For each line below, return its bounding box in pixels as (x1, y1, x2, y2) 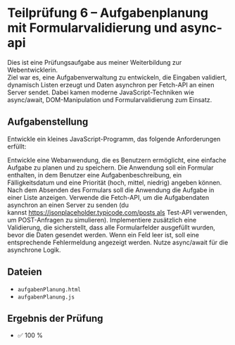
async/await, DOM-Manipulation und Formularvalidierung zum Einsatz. (7, 95, 212, 103)
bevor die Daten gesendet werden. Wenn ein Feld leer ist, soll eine (7, 230, 199, 239)
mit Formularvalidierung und (7, 20, 178, 36)
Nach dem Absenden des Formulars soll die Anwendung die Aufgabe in (7, 185, 215, 194)
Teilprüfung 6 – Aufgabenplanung (7, 5, 209, 21)
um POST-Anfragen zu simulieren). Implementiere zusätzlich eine (7, 215, 197, 224)
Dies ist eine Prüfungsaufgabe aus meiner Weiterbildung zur (7, 58, 182, 66)
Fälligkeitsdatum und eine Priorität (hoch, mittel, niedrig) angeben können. (7, 178, 222, 187)
